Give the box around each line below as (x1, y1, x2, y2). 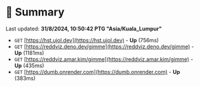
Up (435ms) (14, 62, 44, 69)
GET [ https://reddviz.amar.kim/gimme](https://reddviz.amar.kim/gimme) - (14, 55, 193, 63)
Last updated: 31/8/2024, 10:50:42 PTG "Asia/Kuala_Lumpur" (5, 25, 162, 32)
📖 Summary (5, 5, 65, 19)
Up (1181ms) (14, 49, 44, 56)
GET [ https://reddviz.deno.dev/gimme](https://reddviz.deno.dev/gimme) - (14, 43, 195, 50)
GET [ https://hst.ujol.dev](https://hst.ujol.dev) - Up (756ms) (14, 36, 159, 44)
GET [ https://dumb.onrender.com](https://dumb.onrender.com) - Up (14, 68, 180, 75)
